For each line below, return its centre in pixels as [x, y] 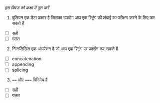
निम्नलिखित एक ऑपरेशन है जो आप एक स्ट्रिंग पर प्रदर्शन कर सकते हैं [65, 49]
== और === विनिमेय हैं [30, 80]
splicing [20, 70]
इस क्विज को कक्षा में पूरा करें [27, 8]
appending [23, 64]
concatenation [27, 59]
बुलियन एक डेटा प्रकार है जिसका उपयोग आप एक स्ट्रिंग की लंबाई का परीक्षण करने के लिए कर [83, 18]
